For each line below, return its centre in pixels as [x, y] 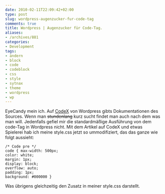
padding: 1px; [20, 173]
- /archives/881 [22, 38]
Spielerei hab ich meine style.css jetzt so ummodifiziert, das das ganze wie [82, 132]
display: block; [22, 164]
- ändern [14, 56]
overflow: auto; [22, 168]
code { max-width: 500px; [32, 151]
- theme [13, 88]
